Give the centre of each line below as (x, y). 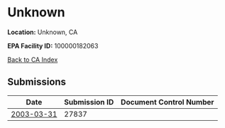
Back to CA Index (33, 59)
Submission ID (89, 102)
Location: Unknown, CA (43, 32)
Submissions (37, 82)
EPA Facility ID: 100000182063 (53, 46)
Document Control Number (167, 102)
